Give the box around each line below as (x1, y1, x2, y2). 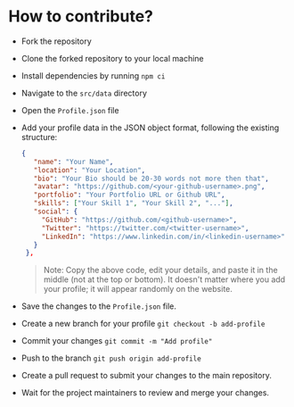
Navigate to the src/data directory (20, 87, 148, 98)
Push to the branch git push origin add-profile (20, 353, 201, 363)
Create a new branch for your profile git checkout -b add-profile (20, 319, 265, 329)
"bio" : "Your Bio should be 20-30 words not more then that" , (33, 174, 269, 183)
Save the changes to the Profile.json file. (20, 301, 177, 311)
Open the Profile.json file (20, 104, 119, 115)
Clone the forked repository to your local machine (20, 53, 204, 63)
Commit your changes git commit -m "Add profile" (20, 336, 213, 346)
